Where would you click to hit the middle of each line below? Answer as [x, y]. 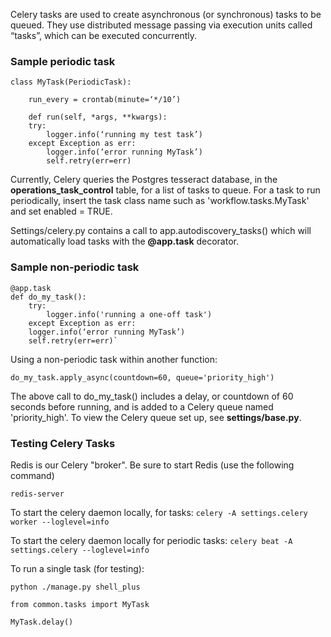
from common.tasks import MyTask [80, 604]
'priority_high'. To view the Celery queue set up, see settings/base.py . [156, 417]
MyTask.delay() [42, 622]
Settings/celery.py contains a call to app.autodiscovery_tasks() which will [161, 231]
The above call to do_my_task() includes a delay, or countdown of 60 [152, 396]
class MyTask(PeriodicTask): [71, 82]
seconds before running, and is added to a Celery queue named [142, 406]
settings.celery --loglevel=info [80, 550]
